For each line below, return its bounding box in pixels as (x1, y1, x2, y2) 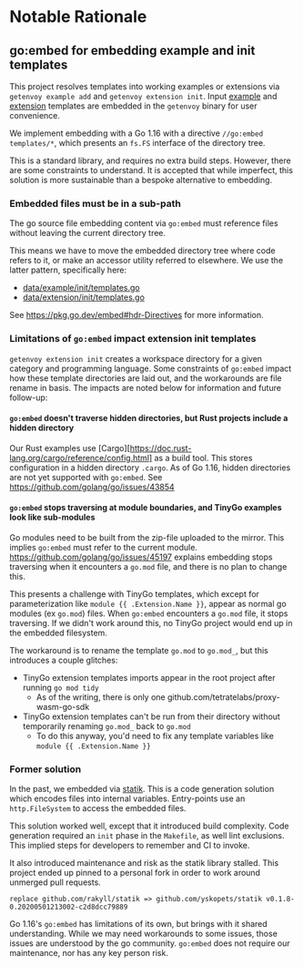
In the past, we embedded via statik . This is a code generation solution (9, 784, 275, 795)
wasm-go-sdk (35, 702, 90, 712)
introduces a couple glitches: (9, 654, 118, 665)
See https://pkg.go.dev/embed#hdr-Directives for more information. (9, 310, 264, 321)
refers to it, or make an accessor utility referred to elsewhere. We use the (9, 255, 284, 266)
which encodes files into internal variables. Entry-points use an (9, 793, 246, 804)
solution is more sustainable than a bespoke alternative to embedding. (9, 175, 273, 185)
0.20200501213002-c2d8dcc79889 (9, 902, 128, 912)
